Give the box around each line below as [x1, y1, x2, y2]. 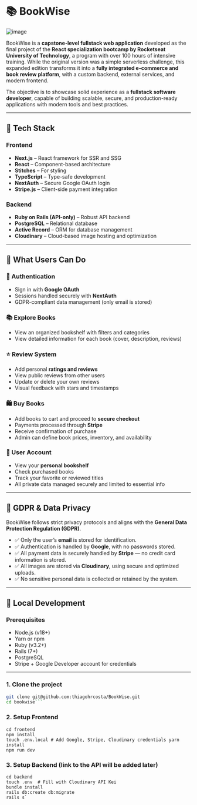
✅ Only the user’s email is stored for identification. [14, 536, 137, 544]
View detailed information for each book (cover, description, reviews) [14, 335, 182, 342]
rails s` [6, 794, 28, 800]
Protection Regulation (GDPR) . [6, 525, 81, 532]
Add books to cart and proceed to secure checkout [14, 415, 140, 422]
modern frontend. [6, 77, 49, 84]
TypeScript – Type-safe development [14, 173, 106, 180]
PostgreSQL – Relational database [14, 220, 98, 227]
